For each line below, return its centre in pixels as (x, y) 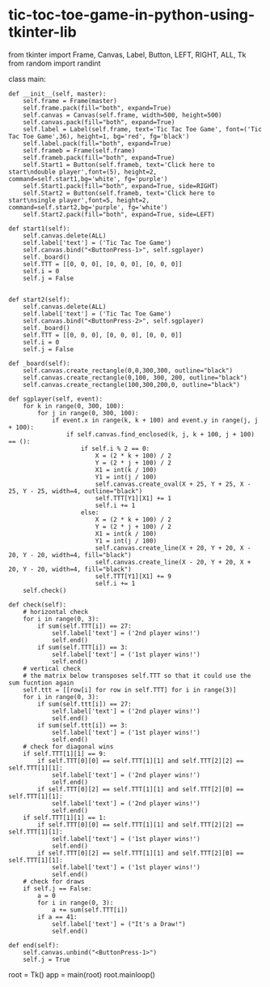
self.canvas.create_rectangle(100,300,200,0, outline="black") (132, 384)
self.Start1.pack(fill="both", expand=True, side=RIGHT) (121, 186)
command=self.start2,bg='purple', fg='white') (88, 207)
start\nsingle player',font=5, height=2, (79, 200)
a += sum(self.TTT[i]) (90, 910)
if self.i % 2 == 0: (115, 448)
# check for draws (54, 882)
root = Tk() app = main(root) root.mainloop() (82, 974)
